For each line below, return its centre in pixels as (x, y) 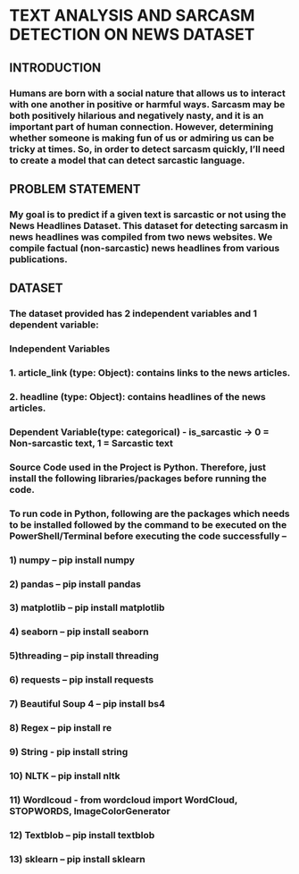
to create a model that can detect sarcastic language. (127, 160)
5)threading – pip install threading (84, 656)
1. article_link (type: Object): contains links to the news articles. (150, 372)
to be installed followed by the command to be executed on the (148, 524)
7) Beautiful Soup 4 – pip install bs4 (87, 704)
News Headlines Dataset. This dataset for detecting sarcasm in (149, 225)
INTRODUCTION (55, 68)
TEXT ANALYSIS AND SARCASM (132, 16)
